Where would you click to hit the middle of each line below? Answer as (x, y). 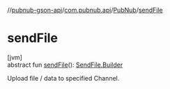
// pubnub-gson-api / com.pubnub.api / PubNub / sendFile (85, 10)
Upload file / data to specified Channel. (63, 78)
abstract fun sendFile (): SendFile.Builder (65, 65)
